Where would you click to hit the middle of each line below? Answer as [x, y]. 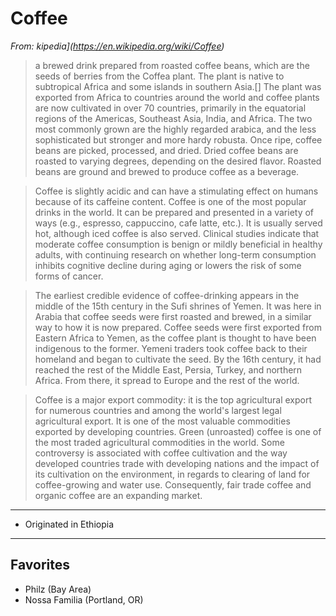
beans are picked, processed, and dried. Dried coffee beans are [166, 150]
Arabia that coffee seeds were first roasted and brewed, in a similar [173, 316]
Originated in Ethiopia [69, 524]
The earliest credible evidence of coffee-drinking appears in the [167, 295]
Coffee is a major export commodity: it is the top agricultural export [173, 399]
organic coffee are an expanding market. [118, 495]
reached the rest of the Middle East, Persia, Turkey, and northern [168, 369]
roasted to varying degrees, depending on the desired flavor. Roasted [178, 161]
